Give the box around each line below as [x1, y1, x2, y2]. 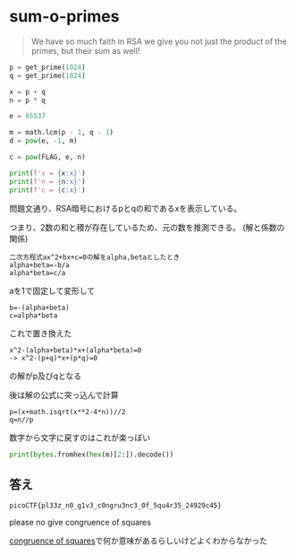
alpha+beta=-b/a [9, 260, 70, 270]
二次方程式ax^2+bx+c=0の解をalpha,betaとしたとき [9, 253, 181, 262]
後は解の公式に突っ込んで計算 [9, 389, 119, 400]
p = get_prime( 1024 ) [9, 63, 87, 72]
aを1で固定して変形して [9, 285, 96, 296]
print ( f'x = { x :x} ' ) [9, 169, 87, 178]
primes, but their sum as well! [30, 45, 140, 56]
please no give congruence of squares [9, 517, 152, 528]
